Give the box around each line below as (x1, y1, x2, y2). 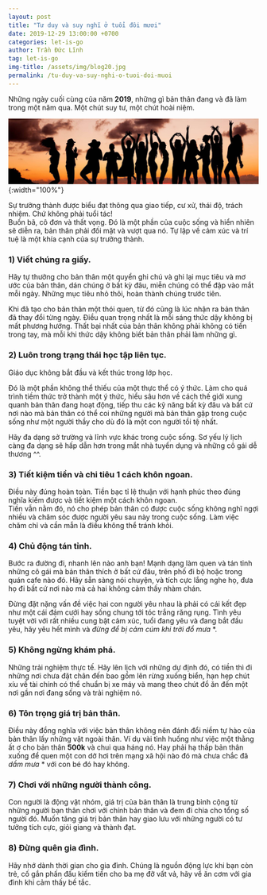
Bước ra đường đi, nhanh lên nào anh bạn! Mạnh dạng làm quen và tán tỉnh (8, 558, 253, 568)
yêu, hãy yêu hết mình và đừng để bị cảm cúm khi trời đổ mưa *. (8, 624, 218, 635)
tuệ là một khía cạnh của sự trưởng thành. (8, 234, 145, 244)
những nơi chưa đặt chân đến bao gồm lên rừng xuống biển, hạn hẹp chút (8, 671, 250, 681)
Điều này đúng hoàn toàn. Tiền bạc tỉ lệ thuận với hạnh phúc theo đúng (8, 487, 241, 496)
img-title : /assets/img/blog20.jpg (8, 64, 126, 71)
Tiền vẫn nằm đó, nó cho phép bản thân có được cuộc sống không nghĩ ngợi (8, 504, 259, 514)
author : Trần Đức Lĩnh (8, 46, 83, 55)
